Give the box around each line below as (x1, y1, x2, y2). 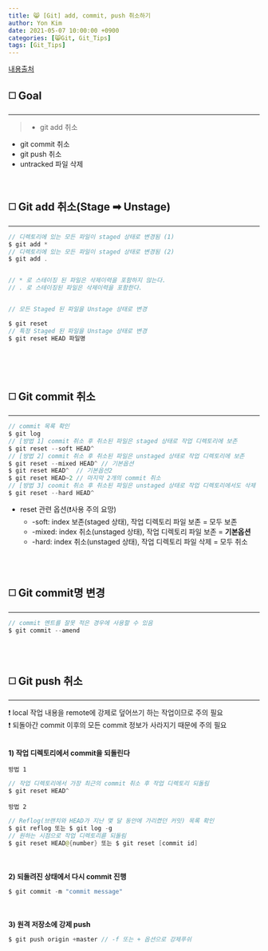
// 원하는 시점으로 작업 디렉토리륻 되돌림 (8, 831, 127, 839)
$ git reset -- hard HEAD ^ (8, 489, 94, 497)
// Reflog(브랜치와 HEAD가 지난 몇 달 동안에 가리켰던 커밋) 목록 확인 (8, 817, 215, 825)
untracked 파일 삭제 (19, 159, 84, 168)
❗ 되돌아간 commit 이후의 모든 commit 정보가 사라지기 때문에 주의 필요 (8, 721, 227, 730)
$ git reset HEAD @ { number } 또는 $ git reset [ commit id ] (8, 839, 198, 847)
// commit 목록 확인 (8, 422, 70, 430)
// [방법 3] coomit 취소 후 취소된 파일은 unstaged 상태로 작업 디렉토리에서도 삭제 (8, 481, 256, 490)
